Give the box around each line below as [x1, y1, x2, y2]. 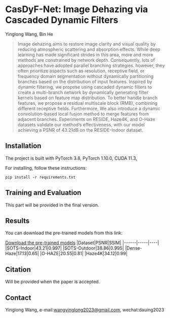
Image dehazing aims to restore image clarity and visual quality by [17, 41, 156, 47]
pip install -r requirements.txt [5, 175, 76, 180]
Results [5, 216, 30, 225]
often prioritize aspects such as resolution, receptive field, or [17, 67, 145, 74]
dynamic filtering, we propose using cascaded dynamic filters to [17, 84, 152, 90]
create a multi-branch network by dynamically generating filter [17, 89, 149, 95]
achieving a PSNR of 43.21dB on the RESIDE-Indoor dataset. [17, 127, 143, 133]
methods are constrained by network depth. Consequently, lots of [17, 57, 155, 63]
